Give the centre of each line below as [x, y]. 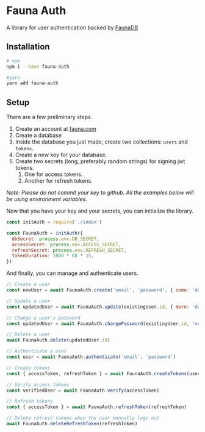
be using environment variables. [47, 199]
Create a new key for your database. [61, 155]
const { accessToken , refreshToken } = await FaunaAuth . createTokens [97, 373]
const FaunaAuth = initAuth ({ [45, 233]
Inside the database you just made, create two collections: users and [101, 142]
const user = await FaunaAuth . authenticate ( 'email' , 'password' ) [91, 357]
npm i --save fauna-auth [38, 67]
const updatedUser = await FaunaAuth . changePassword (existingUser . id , [98, 324]
